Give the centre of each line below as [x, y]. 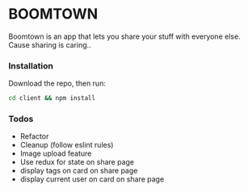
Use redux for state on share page [77, 162]
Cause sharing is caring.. [50, 44]
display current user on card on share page [92, 179]
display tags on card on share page [79, 171]
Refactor [34, 136]
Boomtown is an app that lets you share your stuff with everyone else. [124, 36]
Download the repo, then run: [57, 83]
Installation [31, 65]
